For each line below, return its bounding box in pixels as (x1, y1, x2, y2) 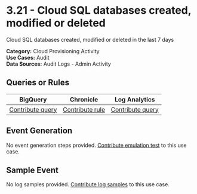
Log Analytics (114, 95, 155, 103)
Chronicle (69, 95, 98, 103)
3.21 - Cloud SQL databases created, (6, 4, 192, 17)
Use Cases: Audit (6, 54, 50, 61)
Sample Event (6, 165, 59, 175)
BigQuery (19, 95, 47, 103)
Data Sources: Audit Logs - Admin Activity (6, 60, 112, 67)
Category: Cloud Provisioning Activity (6, 47, 100, 54)
